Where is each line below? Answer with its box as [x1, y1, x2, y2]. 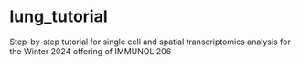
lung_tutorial [9, 6, 108, 27]
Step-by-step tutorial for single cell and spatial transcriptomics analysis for [9, 36, 291, 47]
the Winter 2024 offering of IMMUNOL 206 [9, 45, 172, 56]
